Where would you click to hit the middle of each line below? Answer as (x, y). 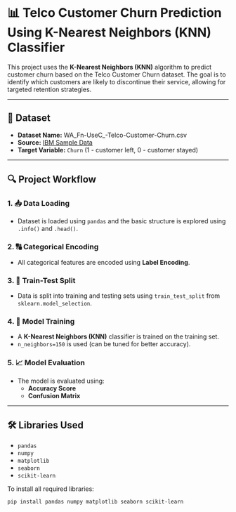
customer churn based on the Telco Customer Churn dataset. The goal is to (117, 74)
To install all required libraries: (51, 489)
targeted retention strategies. (50, 89)
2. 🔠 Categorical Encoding (53, 247)
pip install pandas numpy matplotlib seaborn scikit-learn (96, 502)
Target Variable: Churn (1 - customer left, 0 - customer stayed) (108, 150)
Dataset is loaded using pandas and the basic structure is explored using (122, 221)
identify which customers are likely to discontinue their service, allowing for (117, 81)
